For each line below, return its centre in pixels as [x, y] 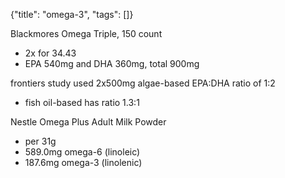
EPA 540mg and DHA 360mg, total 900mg [112, 63]
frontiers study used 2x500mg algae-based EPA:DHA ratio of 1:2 [143, 83]
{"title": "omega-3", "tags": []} [72, 14]
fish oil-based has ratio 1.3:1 [82, 102]
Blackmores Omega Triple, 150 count [86, 33]
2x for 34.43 [50, 53]
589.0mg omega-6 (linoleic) [82, 152]
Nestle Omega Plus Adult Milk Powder [88, 122]
